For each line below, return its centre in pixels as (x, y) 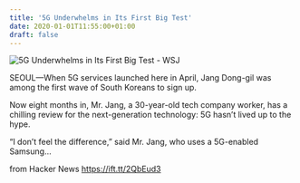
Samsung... (30, 151)
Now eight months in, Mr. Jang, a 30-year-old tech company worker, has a (149, 105)
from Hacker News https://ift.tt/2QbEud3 (85, 169)
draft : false (34, 34)
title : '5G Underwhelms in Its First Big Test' (101, 18)
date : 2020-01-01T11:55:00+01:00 (73, 26)
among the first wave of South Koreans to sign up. (103, 88)
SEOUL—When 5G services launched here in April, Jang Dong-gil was (140, 78)
